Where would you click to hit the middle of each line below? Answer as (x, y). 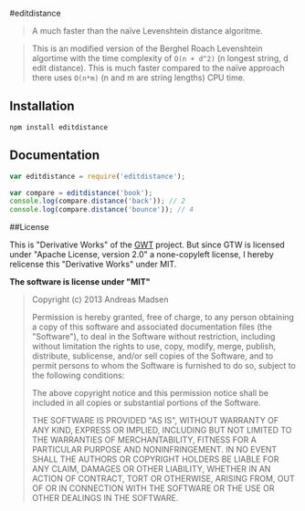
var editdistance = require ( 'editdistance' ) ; (97, 176)
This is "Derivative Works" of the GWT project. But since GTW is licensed (147, 245)
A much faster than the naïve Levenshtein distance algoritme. (147, 31)
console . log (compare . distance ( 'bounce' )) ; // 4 (102, 210)
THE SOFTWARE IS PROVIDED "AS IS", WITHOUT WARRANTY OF (155, 421)
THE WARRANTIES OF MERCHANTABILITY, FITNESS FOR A (144, 440)
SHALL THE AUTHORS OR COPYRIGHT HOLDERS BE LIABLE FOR (155, 459)
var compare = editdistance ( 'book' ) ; (81, 193)
